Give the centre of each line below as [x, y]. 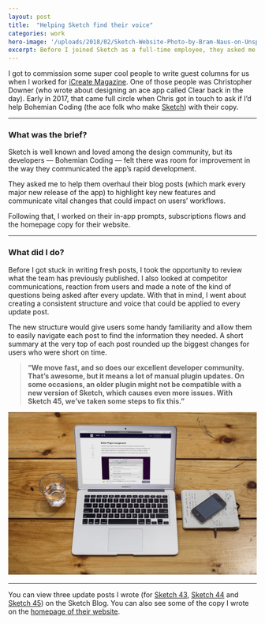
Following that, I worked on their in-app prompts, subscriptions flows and [127, 216]
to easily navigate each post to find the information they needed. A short [126, 335]
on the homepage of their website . [64, 611]
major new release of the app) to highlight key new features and [112, 193]
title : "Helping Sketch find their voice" [81, 25]
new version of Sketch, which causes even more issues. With [130, 393]
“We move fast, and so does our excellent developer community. [136, 367]
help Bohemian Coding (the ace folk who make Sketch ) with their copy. [123, 107]
